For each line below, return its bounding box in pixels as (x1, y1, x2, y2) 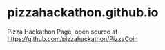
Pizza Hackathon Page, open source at (7, 27, 118, 36)
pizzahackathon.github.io (7, 5, 159, 21)
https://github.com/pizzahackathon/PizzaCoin (7, 34, 138, 42)
